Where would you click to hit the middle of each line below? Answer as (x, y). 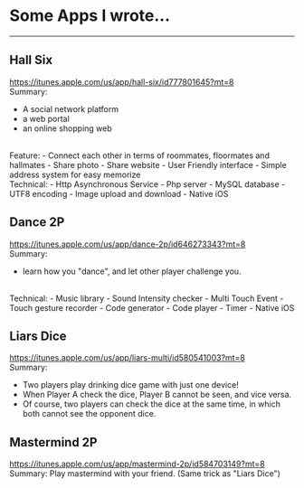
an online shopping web (67, 128)
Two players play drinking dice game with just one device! (131, 385)
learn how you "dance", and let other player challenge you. (132, 271)
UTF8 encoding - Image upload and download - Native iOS (119, 193)
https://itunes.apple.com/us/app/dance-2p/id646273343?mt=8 (128, 244)
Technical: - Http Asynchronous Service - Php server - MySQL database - (147, 184)
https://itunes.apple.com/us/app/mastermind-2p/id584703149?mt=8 (137, 464)
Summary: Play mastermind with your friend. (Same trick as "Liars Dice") (145, 474)
